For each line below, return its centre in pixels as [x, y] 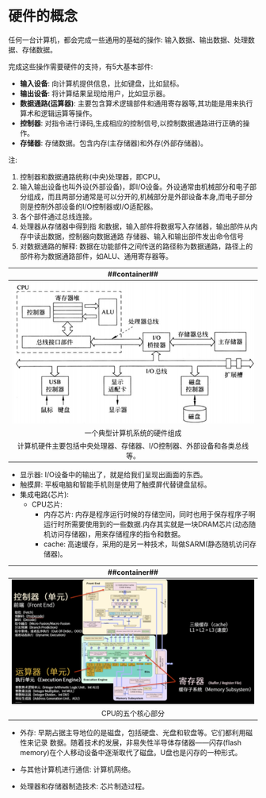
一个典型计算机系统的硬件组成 [133, 433]
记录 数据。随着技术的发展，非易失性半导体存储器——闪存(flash [137, 742]
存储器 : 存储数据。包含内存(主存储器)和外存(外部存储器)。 [114, 143]
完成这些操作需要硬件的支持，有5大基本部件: [81, 66]
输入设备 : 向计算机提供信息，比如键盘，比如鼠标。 [101, 83]
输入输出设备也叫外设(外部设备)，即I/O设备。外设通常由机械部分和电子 [135, 187]
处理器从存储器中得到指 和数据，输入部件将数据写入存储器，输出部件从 [135, 226]
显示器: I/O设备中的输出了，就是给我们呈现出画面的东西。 [113, 475]
